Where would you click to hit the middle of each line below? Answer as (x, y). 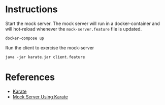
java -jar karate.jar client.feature (45, 57)
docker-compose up (25, 38)
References (30, 77)
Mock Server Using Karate (40, 97)
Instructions (31, 9)
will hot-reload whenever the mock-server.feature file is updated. (74, 29)
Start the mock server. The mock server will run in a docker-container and (82, 23)
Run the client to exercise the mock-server (50, 47)
